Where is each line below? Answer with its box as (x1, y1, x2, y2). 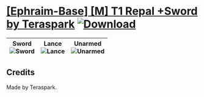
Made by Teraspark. (6, 84, 57, 91)
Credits (6, 67, 35, 77)
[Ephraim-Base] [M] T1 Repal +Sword (6, 4, 198, 18)
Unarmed (74, 39, 102, 48)
